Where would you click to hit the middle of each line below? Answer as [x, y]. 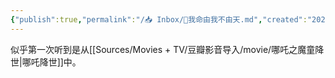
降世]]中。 [60, 62]
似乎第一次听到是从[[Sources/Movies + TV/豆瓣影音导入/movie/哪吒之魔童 [163, 49]
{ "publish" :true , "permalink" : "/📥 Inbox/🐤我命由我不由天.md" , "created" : [159, 19]
